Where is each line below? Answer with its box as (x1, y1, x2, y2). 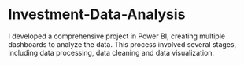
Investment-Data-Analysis (8, 5, 186, 23)
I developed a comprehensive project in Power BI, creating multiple (8, 31, 226, 41)
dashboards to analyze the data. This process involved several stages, (8, 39, 237, 49)
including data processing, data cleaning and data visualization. (8, 48, 215, 57)
